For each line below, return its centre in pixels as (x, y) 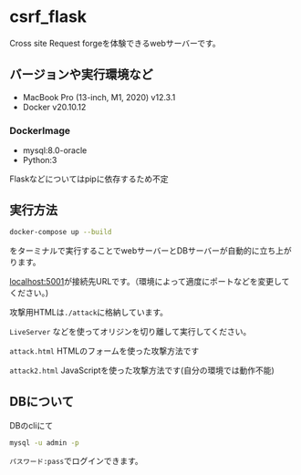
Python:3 (40, 160)
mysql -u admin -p (44, 443)
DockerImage (40, 130)
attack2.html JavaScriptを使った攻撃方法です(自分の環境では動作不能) (142, 370)
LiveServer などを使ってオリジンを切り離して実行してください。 (130, 331)
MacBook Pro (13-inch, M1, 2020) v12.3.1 (99, 97)
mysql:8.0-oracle (55, 150)
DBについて (42, 402)
